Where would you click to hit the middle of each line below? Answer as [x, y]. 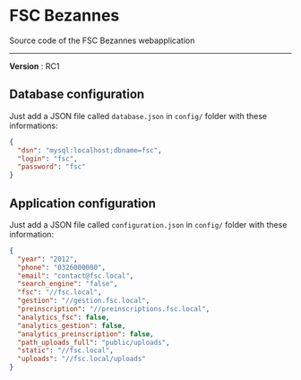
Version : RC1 [34, 66]
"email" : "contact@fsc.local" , [76, 276]
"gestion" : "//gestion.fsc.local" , [84, 301]
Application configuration [83, 203]
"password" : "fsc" [52, 167]
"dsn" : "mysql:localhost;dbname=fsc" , [90, 150]
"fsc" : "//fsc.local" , [60, 292]
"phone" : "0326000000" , [61, 267]
